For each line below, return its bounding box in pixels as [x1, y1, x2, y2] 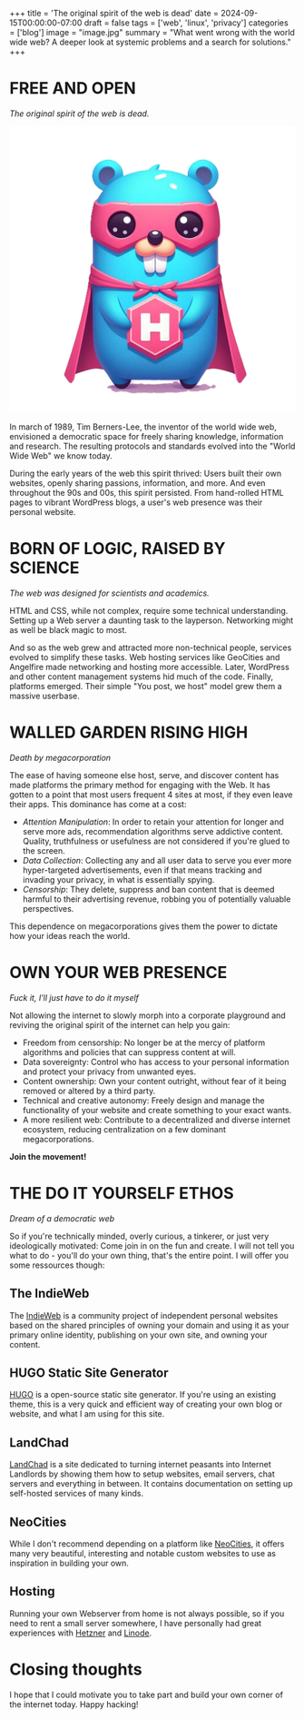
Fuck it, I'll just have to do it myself [9, 992, 139, 1003]
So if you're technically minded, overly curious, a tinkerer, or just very [9, 1230, 270, 1241]
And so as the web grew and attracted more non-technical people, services [9, 642, 292, 653]
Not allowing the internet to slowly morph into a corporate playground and [9, 1010, 286, 1021]
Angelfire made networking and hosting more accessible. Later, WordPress [9, 661, 290, 672]
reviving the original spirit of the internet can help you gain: [9, 1019, 230, 1030]
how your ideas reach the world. [9, 930, 131, 941]
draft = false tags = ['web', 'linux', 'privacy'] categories [83, 17, 289, 28]
